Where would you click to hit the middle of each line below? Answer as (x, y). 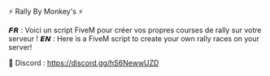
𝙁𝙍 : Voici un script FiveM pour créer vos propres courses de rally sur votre (135, 30)
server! (20, 47)
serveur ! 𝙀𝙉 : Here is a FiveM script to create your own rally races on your (134, 38)
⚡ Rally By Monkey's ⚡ (46, 11)
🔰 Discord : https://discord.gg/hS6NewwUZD (84, 63)
